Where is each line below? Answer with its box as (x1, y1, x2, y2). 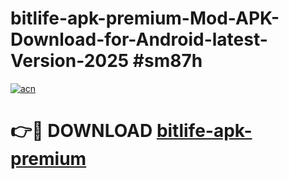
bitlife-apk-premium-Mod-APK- (10, 7, 280, 30)
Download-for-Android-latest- (10, 28, 268, 51)
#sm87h (132, 50, 203, 72)
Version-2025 (10, 50, 130, 72)
